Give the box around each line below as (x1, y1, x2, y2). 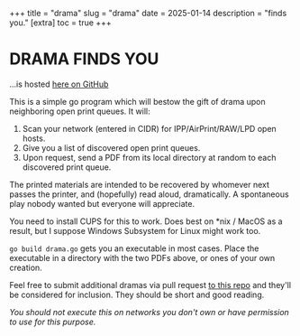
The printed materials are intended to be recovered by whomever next (9, 179, 270, 190)
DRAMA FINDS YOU (9, 49, 159, 70)
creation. (9, 262, 42, 273)
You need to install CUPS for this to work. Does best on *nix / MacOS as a (9, 216, 283, 227)
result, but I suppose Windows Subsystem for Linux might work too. (9, 225, 261, 236)
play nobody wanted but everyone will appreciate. (9, 198, 195, 209)
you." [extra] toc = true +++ (9, 17, 113, 28)
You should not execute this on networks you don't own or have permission (9, 306, 290, 317)
